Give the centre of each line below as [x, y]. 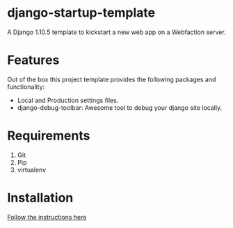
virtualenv [32, 170]
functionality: [26, 87]
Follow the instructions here [47, 217]
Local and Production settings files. [68, 100]
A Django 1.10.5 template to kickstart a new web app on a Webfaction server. [116, 32]
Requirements [49, 136]
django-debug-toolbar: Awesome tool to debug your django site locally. [120, 107]
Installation [40, 198]
